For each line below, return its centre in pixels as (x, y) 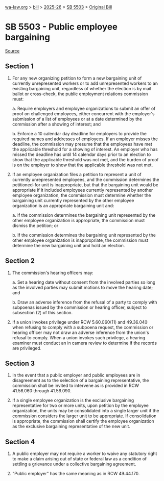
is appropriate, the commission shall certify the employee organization (83, 421)
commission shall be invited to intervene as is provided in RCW (76, 386)
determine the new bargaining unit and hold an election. (69, 245)
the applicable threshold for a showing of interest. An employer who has (85, 149)
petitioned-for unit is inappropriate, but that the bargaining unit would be (85, 185)
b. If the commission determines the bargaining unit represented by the (84, 235)
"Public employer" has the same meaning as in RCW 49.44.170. (76, 474)
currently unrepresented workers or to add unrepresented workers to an (85, 83)
